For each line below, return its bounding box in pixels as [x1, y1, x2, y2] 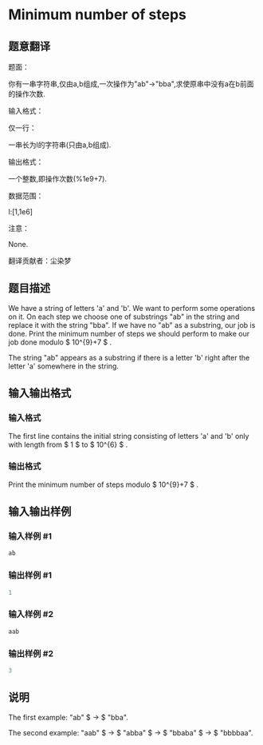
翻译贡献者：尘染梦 [8, 256, 72, 265]
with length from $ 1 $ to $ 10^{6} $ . [8, 440, 128, 449]
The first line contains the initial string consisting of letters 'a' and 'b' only [8, 431, 249, 440]
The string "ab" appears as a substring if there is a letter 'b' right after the [8, 353, 250, 362]
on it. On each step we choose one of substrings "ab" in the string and [8, 312, 240, 321]
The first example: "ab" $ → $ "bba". [8, 712, 129, 722]
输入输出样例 [8, 505, 72, 519]
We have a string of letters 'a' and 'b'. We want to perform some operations [8, 303, 256, 313]
